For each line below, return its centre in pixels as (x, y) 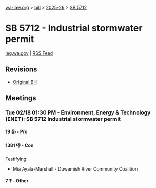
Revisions (21, 70)
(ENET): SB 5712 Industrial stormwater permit (63, 119)
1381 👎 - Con (19, 145)
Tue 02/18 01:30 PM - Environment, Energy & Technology (78, 112)
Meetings (21, 98)
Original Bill (25, 82)
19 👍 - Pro (16, 131)
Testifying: (16, 159)
